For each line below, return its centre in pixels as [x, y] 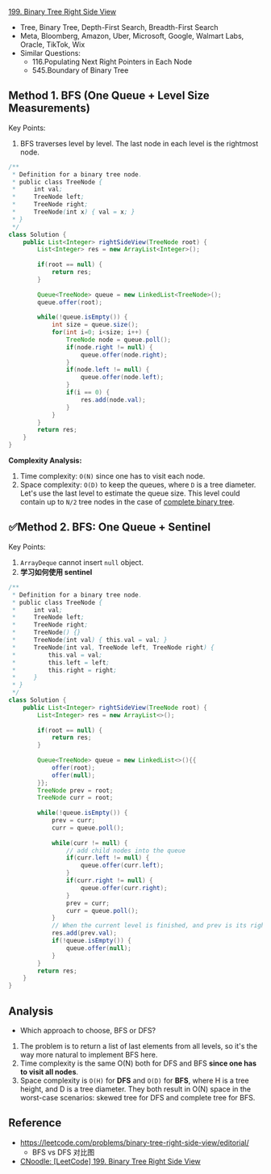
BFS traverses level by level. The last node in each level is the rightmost [139, 143]
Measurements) [49, 108]
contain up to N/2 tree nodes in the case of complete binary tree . [127, 502]
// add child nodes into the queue [125, 851]
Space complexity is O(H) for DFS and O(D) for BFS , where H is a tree [134, 1080]
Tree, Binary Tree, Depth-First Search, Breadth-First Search [119, 27]
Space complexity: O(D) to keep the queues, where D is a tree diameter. [138, 485]
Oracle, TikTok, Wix [52, 44]
